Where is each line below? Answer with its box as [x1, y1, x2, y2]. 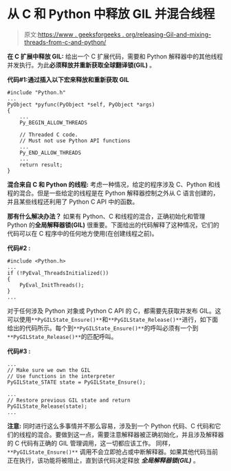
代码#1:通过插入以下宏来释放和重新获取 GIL [7, 75, 129, 83]
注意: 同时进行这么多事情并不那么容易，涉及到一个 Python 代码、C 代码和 [7, 421, 215, 430]
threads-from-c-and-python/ [23, 38, 107, 46]
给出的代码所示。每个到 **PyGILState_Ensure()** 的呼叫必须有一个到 [7, 324, 199, 332]
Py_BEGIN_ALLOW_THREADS [19, 119, 88, 126]
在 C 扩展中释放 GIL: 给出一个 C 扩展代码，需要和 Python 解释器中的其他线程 [7, 52, 223, 61]
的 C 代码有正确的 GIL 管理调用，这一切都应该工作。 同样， [7, 439, 175, 447]
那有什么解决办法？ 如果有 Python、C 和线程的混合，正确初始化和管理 [7, 212, 206, 220]
